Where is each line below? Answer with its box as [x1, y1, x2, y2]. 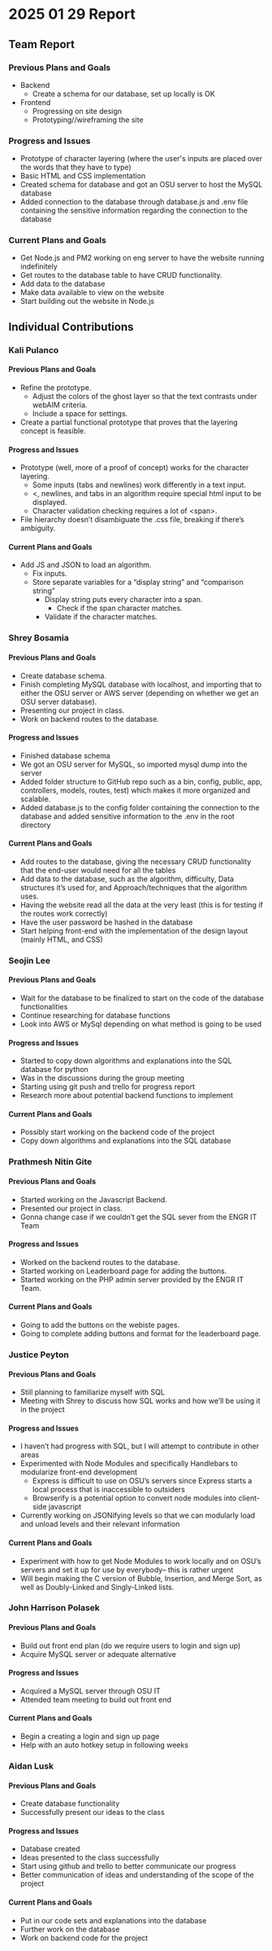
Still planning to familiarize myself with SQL [19, 1387, 165, 1397]
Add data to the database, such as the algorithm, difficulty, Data [19, 873, 234, 884]
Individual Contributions [8, 319, 134, 334]
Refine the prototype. [19, 382, 92, 392]
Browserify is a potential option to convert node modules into [32, 1493, 237, 1503]
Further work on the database [19, 1924, 120, 1934]
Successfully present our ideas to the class [19, 1808, 165, 1817]
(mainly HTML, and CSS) [19, 934, 103, 944]
